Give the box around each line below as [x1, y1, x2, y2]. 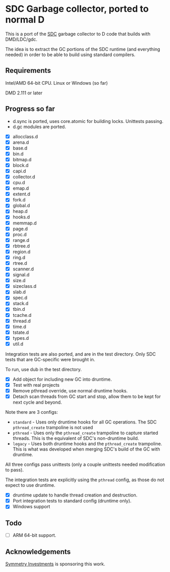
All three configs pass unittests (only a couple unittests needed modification [5, 461, 165, 467]
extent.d [12, 191, 31, 197]
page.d [12, 226, 28, 232]
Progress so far [5, 105, 55, 113]
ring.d [12, 254, 26, 260]
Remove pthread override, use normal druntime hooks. [12, 388, 128, 393]
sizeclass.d [12, 283, 37, 289]
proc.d [12, 231, 27, 237]
